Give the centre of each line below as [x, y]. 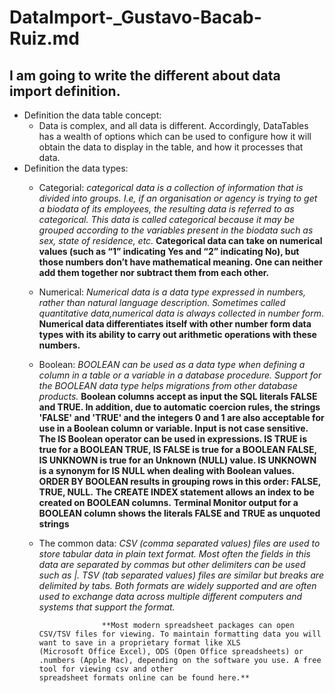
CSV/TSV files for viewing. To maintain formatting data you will [180, 634]
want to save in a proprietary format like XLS [139, 643]
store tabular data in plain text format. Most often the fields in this [174, 554]
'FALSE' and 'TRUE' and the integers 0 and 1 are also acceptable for [181, 417]
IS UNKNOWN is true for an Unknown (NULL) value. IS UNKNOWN [177, 460]
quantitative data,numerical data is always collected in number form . [181, 313]
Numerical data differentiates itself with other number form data [175, 324]
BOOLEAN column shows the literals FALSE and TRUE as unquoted [179, 513]
